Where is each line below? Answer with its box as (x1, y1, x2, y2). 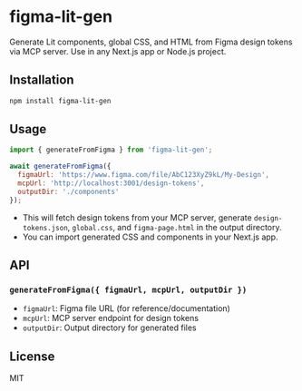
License (9, 348, 55, 364)
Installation (9, 73, 74, 88)
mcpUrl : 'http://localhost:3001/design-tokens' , (17, 179, 205, 188)
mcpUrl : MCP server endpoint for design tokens (22, 313, 200, 324)
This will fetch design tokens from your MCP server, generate (22, 211, 252, 223)
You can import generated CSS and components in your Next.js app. (22, 231, 278, 242)
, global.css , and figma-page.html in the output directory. (67, 221, 283, 232)
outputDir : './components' (17, 187, 120, 196)
